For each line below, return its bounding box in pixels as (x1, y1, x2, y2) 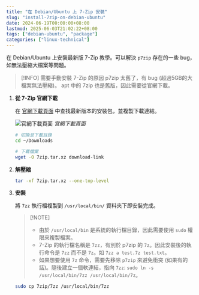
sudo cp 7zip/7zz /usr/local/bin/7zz (14, 284, 110, 290)
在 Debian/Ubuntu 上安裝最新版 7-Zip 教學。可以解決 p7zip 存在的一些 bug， (6, 54, 195, 61)
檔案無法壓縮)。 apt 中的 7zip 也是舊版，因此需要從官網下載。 (20, 82, 174, 89)
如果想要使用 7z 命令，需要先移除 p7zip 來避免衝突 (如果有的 (38, 257, 188, 264)
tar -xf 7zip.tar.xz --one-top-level (14, 178, 110, 184)
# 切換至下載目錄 (14, 132, 52, 138)
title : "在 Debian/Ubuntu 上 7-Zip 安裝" (6, 8, 108, 15)
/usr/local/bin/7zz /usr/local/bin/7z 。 (38, 272, 141, 279)
